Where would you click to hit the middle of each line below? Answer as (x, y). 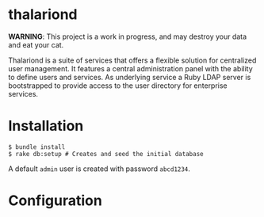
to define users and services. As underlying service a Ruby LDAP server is (130, 77)
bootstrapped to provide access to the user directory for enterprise (118, 86)
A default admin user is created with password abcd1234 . (99, 169)
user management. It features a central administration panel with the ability (131, 68)
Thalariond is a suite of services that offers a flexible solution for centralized (132, 60)
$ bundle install (37, 147)
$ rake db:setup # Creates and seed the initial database (106, 154)
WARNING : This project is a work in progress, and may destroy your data (128, 36)
